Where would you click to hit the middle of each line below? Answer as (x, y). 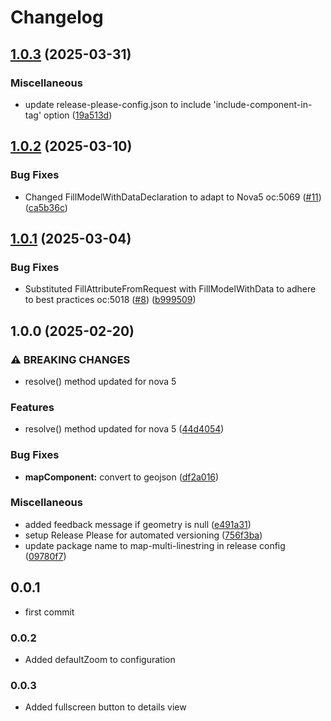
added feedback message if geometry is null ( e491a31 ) (138, 524)
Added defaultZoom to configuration (100, 659)
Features (32, 407)
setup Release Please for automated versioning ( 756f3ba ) (143, 535)
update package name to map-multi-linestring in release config (155, 545)
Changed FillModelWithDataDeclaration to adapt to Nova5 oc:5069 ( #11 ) (173, 197)
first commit (49, 612)
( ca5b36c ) (46, 207)
